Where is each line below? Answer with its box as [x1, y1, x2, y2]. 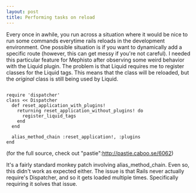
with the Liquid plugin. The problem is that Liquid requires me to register [6, 62, 185, 69]
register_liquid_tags [22, 113, 77, 119]
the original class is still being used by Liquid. [6, 75, 119, 82]
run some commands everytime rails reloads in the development [6, 37, 165, 44]
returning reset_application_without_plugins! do [17, 108, 144, 114]
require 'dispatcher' [6, 92, 61, 98]
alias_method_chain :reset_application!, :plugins [11, 134, 141, 140]
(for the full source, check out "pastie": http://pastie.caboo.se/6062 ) [6, 149, 174, 157]
